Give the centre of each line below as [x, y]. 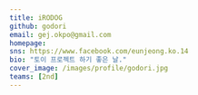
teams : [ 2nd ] [34, 77]
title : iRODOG [36, 18]
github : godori [38, 26]
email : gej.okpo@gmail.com [60, 34]
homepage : [28, 43]
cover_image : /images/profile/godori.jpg [89, 69]
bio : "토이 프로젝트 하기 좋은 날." [68, 60]
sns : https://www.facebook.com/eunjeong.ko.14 [99, 52]
